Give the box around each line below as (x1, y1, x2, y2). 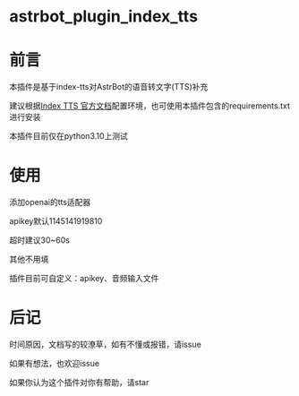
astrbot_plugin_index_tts (9, 6, 199, 27)
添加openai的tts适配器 (9, 197, 91, 208)
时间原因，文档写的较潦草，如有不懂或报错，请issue (9, 339, 201, 349)
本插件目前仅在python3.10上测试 (9, 131, 128, 142)
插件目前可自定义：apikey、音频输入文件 (9, 273, 159, 284)
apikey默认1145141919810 (9, 216, 103, 227)
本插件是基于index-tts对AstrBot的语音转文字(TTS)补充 (9, 82, 209, 92)
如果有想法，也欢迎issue (9, 358, 100, 368)
